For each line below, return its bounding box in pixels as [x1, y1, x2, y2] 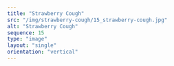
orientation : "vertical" [7, 49, 78, 56]
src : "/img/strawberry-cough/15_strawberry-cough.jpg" [7, 16, 168, 23]
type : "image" [7, 36, 48, 43]
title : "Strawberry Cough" [7, 10, 85, 17]
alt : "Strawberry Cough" [7, 23, 78, 30]
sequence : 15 [7, 29, 45, 36]
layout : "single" [7, 42, 57, 49]
